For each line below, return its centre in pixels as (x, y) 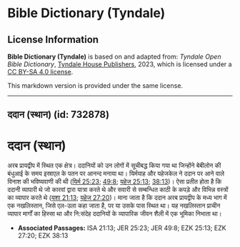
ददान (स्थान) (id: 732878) (58, 115)
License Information (53, 40)
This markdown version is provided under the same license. (95, 86)
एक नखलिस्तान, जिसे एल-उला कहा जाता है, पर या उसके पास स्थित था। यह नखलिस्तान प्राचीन (114, 206)
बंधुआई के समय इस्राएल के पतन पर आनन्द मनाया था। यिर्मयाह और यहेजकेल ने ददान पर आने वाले (116, 173)
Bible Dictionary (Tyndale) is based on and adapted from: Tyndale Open (114, 56)
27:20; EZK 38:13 (43, 236)
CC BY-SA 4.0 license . (40, 72)
